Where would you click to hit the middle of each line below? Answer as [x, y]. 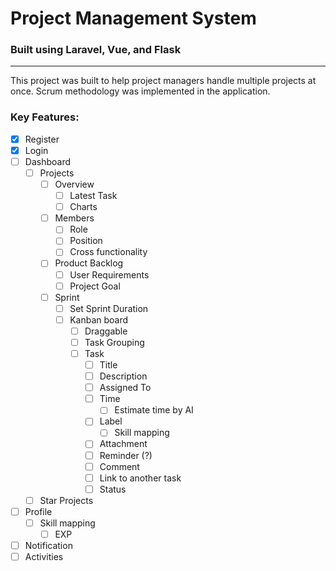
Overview [74, 184]
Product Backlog [89, 263]
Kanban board [99, 319]
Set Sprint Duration [109, 308]
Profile [38, 511]
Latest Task [93, 196]
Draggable [106, 331]
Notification [48, 546]
